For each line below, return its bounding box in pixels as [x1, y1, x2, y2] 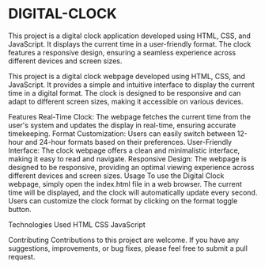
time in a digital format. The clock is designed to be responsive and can [8, 88, 241, 97]
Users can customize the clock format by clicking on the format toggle [8, 195, 238, 206]
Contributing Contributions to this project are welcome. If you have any [8, 235, 240, 244]
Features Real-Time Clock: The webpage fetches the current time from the [8, 112, 252, 121]
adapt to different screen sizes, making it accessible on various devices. [8, 97, 244, 106]
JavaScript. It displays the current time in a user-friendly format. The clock [8, 39, 252, 48]
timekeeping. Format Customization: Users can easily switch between [8, 128, 236, 138]
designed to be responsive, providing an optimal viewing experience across [8, 162, 255, 172]
